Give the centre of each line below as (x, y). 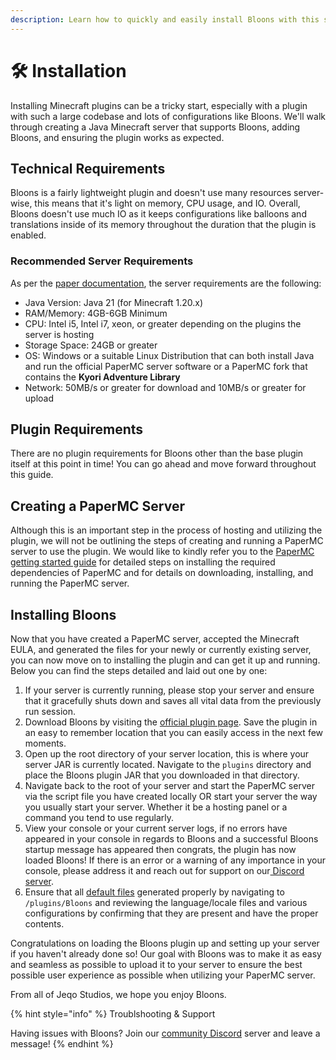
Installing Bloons (63, 614)
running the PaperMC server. (70, 583)
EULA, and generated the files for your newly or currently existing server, (161, 650)
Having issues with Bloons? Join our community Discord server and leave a (165, 1033)
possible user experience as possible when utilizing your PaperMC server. (163, 975)
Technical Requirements (88, 168)
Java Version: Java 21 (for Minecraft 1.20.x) (114, 302)
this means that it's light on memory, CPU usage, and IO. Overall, (167, 203)
